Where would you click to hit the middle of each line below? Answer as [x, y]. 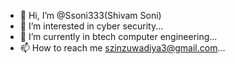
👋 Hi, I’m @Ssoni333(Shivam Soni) [90, 15]
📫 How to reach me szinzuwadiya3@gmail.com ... [122, 48]
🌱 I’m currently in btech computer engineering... [118, 36]
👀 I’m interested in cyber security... [91, 26]
